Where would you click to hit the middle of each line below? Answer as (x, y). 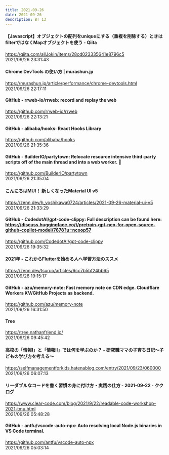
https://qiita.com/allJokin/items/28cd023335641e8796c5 (65, 54)
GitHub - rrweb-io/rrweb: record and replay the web (61, 100)
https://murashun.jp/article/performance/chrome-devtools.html (71, 83)
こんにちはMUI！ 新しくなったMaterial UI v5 (52, 191)
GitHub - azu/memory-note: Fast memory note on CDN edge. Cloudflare (82, 287)
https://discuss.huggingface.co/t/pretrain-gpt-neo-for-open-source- (80, 225)
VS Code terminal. (25, 431)
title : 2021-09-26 (25, 10)
